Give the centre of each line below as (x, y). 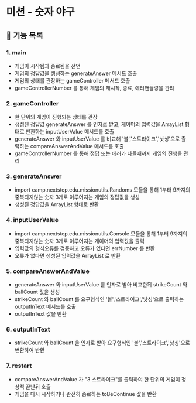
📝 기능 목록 (25, 35)
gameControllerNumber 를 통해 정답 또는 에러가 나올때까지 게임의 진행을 (98, 153)
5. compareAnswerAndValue (48, 271)
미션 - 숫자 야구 (40, 12)
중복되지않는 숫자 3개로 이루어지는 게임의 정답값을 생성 (77, 197)
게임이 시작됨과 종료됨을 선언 (47, 66)
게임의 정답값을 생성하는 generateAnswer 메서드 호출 (76, 73)
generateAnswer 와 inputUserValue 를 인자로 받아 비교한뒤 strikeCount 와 (101, 285)
